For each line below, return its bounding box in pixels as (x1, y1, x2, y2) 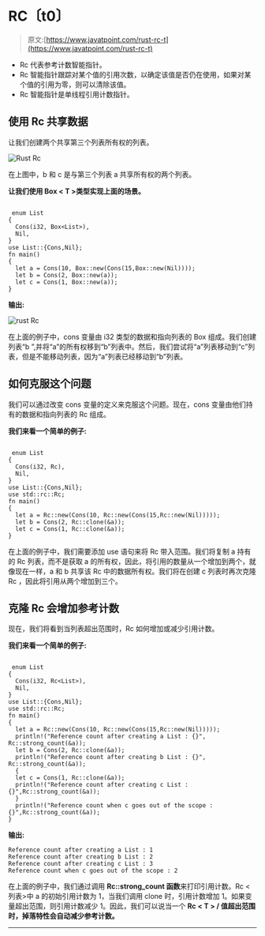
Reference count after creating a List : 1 (8, 846, 154, 854)
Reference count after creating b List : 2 (8, 853, 154, 861)
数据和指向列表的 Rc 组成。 (21, 409, 110, 419)
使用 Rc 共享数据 (8, 115, 88, 129)
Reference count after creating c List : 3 (8, 860, 154, 868)
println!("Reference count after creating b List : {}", (15, 754, 207, 761)
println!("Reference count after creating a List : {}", (15, 732, 207, 741)
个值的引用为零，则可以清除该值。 (19, 80, 131, 89)
